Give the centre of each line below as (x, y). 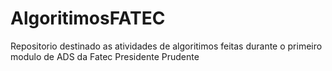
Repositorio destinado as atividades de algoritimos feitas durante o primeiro (166, 46)
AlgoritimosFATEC (88, 18)
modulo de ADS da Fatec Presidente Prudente (105, 56)
